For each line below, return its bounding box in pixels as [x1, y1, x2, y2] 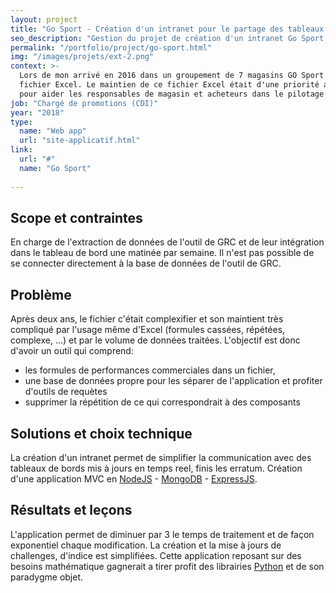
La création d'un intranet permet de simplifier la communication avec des [10, 451, 312, 463]
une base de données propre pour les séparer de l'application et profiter [24, 375, 323, 387]
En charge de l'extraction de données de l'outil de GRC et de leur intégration [10, 236, 325, 248]
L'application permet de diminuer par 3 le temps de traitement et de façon [10, 528, 315, 540]
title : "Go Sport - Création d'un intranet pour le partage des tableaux [10, 24, 325, 34]
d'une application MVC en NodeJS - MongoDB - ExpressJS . [10, 472, 258, 485]
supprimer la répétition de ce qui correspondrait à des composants [24, 396, 301, 408]
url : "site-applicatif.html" [19, 136, 141, 146]
